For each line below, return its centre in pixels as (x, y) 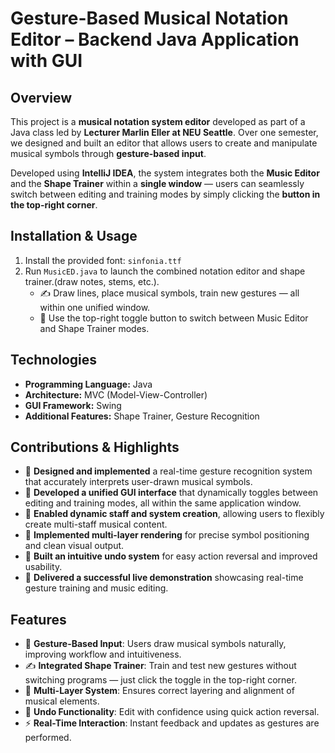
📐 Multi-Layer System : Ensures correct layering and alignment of (159, 691)
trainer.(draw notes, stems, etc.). (92, 281)
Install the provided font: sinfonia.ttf (103, 260)
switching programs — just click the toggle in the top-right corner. (160, 680)
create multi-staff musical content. (96, 524)
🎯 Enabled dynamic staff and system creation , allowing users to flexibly (174, 514)
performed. (48, 738)
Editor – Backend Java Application (155, 39)
